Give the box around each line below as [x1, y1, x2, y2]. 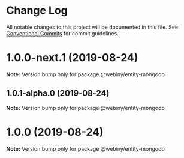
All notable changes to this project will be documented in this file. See [6, 23, 179, 31]
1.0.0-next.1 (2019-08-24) [6, 51, 138, 65]
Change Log [6, 4, 68, 17]
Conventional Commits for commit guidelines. [6, 29, 119, 37]
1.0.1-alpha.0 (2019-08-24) [6, 88, 110, 99]
